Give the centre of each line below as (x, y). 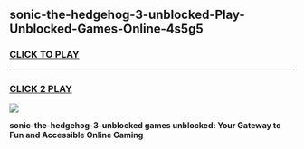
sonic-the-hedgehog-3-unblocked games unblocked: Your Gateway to (145, 125)
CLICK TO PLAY (44, 55)
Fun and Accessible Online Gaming (76, 135)
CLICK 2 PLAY (41, 88)
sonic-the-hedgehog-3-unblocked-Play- (128, 15)
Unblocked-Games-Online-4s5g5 (106, 29)
